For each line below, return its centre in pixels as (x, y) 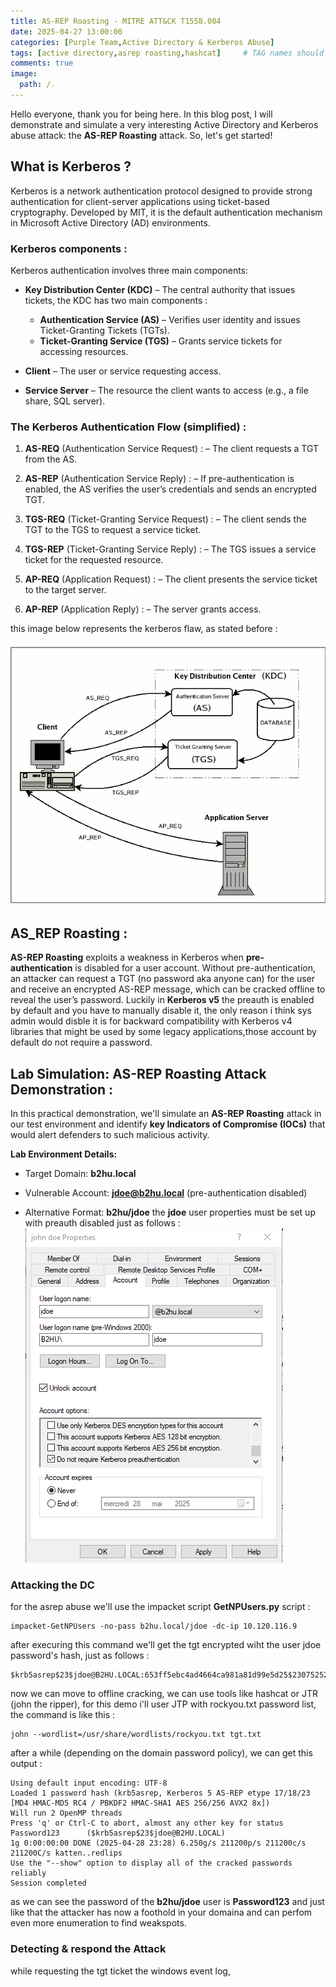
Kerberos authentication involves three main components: (129, 270)
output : (26, 1764)
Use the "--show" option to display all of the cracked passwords (151, 1863)
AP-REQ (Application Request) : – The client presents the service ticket (171, 579)
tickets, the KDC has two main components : (116, 300)
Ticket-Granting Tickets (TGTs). (104, 330)
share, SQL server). (65, 401)
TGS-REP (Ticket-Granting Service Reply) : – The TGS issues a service (170, 549)
